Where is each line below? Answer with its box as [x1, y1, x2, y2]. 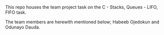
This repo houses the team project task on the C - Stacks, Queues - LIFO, [5, 4, 158, 10]
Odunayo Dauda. [5, 24, 40, 30]
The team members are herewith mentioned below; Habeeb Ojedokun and [5, 19, 159, 25]
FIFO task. [5, 9, 27, 15]
